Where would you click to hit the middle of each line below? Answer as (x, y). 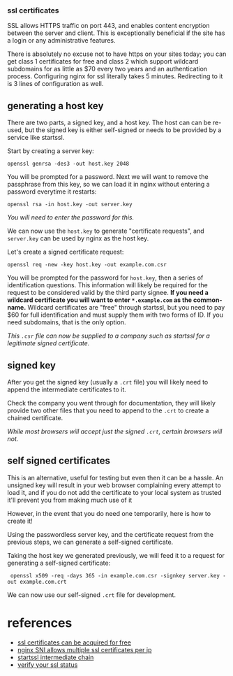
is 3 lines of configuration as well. (55, 84)
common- (208, 300)
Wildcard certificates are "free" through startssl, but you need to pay (126, 308)
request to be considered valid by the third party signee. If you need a (108, 293)
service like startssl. (36, 138)
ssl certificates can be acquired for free (74, 642)
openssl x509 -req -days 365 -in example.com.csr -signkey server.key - (118, 575)
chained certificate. (35, 417)
